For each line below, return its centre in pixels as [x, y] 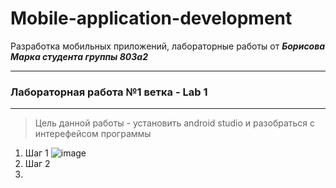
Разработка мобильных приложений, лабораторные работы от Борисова [168, 46]
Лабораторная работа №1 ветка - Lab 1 [109, 92]
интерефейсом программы [93, 134]
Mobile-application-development [151, 18]
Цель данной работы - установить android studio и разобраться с [175, 123]
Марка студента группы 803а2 [79, 56]
